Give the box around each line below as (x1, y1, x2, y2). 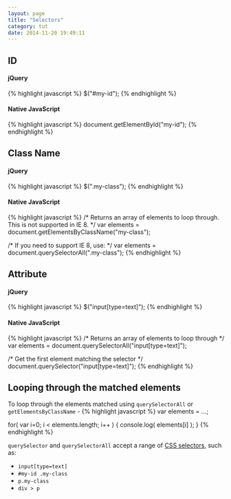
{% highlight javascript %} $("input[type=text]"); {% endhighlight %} (8, 303, 203, 311)
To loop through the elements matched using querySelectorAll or (8, 400, 194, 408)
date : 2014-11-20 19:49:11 (8, 29, 85, 36)
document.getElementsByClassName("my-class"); (8, 228, 151, 236)
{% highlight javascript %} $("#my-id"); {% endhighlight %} (8, 89, 177, 97)
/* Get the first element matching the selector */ (8, 354, 143, 363)
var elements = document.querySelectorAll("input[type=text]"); (8, 341, 188, 350)
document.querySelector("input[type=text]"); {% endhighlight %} (8, 362, 194, 370)
